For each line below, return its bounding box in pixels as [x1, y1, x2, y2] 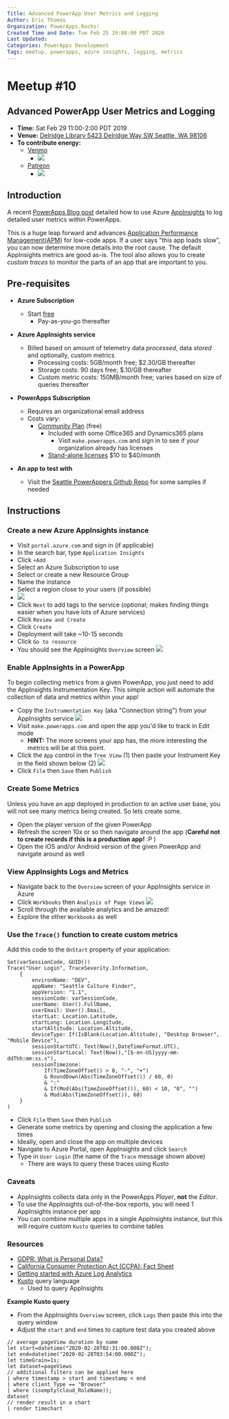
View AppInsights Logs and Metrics [7, 867, 129, 876]
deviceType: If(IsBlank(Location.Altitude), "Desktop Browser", [32, 1031, 220, 1038]
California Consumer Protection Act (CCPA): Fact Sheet [17, 1262, 174, 1270]
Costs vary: [27, 414, 61, 423]
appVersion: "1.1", [32, 989, 88, 996]
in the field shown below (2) [17, 759, 96, 767]
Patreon [27, 161, 50, 170]
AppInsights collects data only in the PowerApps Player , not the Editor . [17, 1192, 218, 1200]
